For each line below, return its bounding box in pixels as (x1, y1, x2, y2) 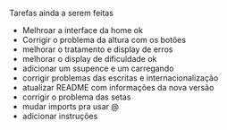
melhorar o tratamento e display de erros (21, 44, 173, 55)
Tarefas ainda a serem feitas (9, 8, 114, 18)
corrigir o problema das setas (21, 91, 131, 102)
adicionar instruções (21, 111, 98, 121)
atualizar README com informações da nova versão (21, 82, 214, 92)
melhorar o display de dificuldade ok (21, 54, 157, 64)
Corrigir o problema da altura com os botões (21, 35, 186, 45)
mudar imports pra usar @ (21, 101, 119, 111)
